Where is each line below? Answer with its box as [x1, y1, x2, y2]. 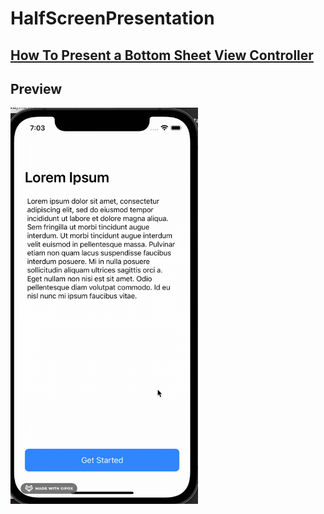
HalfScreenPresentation [10, 7, 215, 30]
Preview [10, 80, 63, 97]
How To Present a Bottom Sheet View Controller [10, 47, 314, 64]
